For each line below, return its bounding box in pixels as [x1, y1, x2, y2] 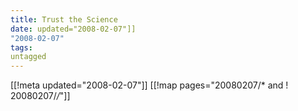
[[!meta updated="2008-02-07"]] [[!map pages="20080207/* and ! [10, 79, 289, 91]
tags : [10, 42, 33, 53]
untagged [10, 52, 47, 62]
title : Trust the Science [10, 14, 118, 25]
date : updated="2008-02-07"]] [10, 24, 137, 34]
